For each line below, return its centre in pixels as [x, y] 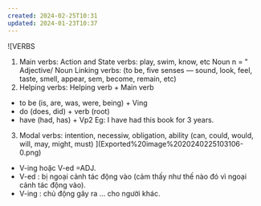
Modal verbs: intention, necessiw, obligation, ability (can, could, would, [136, 135]
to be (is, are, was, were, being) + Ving [83, 103]
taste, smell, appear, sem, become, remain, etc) [98, 79]
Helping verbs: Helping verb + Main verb [86, 87]
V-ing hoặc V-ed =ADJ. [57, 168]
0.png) [30, 152]
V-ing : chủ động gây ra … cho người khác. [90, 193]
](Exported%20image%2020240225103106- [169, 143]
